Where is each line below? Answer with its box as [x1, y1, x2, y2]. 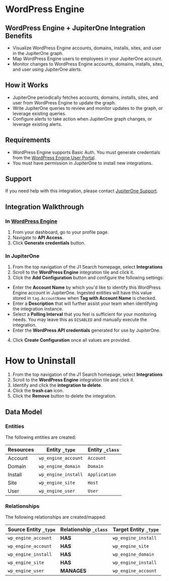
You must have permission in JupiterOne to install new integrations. [12, 160, 153, 166]
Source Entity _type [8, 526, 55, 533]
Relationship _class [60, 526, 108, 533]
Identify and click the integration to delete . [12, 382, 102, 388]
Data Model [5, 407, 42, 416]
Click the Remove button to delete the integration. [12, 393, 117, 399]
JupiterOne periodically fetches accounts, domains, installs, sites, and [12, 94, 158, 100]
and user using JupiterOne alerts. [12, 67, 82, 72]
